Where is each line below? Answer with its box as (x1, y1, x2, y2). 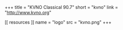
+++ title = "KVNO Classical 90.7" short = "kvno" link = (4, 4, 118, 10)
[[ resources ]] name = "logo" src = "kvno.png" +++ (4, 19, 112, 25)
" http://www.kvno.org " (4, 9, 51, 15)
